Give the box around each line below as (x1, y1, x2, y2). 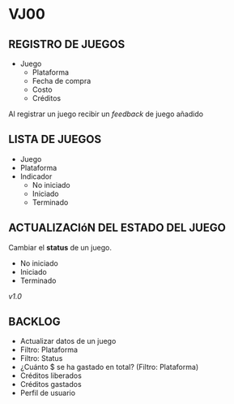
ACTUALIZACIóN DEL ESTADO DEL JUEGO (8, 221, 227, 235)
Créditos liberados (19, 371, 83, 380)
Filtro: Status (19, 354, 63, 363)
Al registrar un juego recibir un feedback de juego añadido (8, 109, 204, 119)
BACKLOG (8, 315, 61, 329)
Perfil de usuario (19, 388, 75, 398)
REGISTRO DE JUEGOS (8, 37, 126, 51)
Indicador (19, 172, 53, 181)
